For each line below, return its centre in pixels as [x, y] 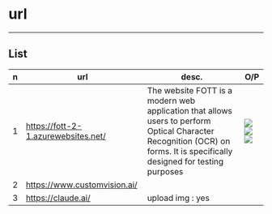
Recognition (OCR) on [189, 141]
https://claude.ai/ [58, 198]
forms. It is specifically [190, 151]
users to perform [179, 121]
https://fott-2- [54, 126]
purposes [165, 171]
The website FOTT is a [190, 90]
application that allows [189, 110]
